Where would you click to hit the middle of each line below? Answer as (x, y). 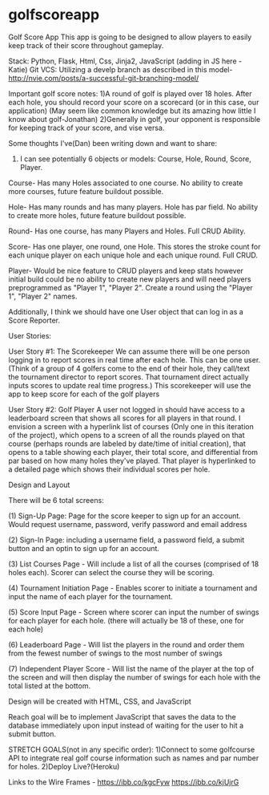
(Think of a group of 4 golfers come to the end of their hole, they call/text (129, 368)
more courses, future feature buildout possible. (86, 191)
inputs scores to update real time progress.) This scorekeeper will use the (130, 385)
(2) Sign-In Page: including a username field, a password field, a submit (126, 540)
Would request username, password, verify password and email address (128, 524)
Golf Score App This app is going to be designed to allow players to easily (130, 37)
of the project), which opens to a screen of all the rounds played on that (127, 435)
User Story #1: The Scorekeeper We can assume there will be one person (129, 351)
